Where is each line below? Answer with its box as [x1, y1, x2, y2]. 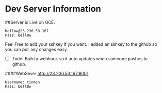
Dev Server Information [5, 3, 101, 14]
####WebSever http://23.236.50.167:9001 [5, 71, 89, 76]
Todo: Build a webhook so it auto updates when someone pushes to [12, 55, 148, 61]
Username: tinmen [5, 80, 40, 85]
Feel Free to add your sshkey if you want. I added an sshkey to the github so [5, 41, 158, 47]
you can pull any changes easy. [5, 46, 68, 52]
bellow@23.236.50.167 [5, 28, 49, 33]
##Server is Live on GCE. [5, 19, 55, 25]
